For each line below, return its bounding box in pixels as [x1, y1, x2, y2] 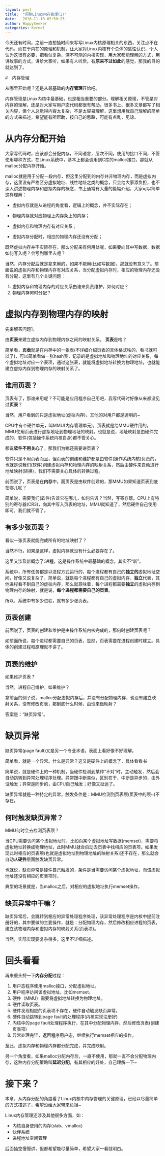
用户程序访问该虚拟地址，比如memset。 [12, 989, 93, 995]
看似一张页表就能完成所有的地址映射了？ [5, 537, 87, 543]
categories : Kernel [5, 26, 45, 31]
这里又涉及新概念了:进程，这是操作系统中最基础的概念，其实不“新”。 [5, 558, 144, 564]
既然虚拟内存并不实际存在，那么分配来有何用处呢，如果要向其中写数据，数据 [5, 244, 160, 250]
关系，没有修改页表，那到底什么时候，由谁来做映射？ [9, 701, 117, 707]
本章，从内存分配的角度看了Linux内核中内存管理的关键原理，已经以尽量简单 [5, 1095, 158, 1101]
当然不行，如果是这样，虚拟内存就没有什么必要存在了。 [5, 547, 117, 553]
